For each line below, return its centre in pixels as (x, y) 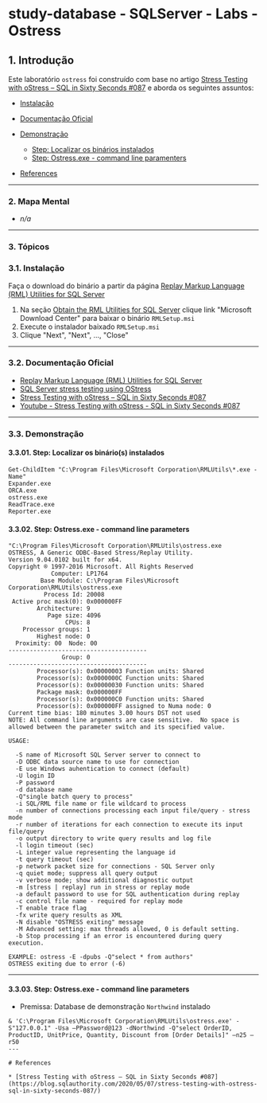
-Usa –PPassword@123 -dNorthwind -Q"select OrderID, (143, 1028)
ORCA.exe (23, 491)
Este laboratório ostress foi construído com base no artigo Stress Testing (128, 79)
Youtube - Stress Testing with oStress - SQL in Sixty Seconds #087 (130, 405)
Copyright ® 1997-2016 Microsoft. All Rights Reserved (101, 567)
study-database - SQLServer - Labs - (133, 14)
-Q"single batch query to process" (74, 797)
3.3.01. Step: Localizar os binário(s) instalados (87, 453)
